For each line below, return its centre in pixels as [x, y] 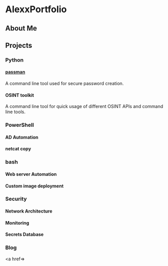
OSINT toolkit [20, 95]
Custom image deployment [35, 186]
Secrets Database [25, 234]
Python [14, 60]
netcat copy [18, 149]
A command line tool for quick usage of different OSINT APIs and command [84, 107]
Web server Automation [31, 174]
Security [16, 199]
